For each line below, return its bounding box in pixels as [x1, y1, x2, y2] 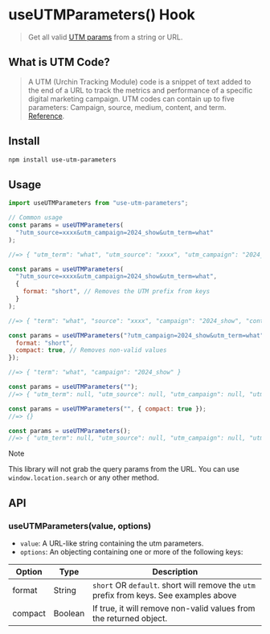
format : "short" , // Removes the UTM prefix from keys [22, 288, 211, 296]
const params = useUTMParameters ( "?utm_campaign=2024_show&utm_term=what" [8, 331, 264, 339]
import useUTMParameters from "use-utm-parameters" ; [8, 199, 189, 207]
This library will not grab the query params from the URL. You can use [8, 464, 239, 474]
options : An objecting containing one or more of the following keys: [19, 546, 243, 556]
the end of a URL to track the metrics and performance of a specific [27, 85, 253, 95]
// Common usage [8, 214, 63, 222]
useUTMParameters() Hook [8, 6, 195, 24]
